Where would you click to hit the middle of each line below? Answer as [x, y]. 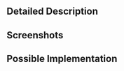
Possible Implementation [62, 59]
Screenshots [35, 35]
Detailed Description [53, 11]
